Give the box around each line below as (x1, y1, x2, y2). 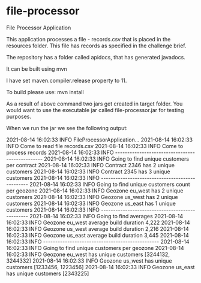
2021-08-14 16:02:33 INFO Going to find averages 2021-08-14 (29, 212, 184, 219)
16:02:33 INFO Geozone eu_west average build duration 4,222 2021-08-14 (6, 219, 190, 226)
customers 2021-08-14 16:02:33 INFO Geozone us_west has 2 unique (6, 193, 178, 200)
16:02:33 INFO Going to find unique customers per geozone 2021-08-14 (6, 244, 184, 251)
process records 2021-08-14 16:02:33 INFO (6, 149, 114, 156)
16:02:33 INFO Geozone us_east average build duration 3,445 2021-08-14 (6, 231, 189, 239)
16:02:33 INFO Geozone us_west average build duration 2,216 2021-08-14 (6, 225, 189, 232)
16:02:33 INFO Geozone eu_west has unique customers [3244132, (6, 251, 170, 258)
